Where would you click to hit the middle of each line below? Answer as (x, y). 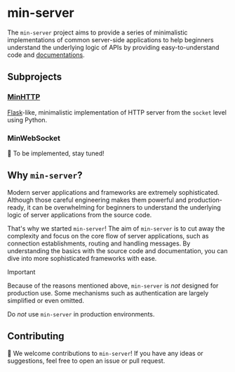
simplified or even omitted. (46, 300)
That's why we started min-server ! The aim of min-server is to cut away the (116, 228)
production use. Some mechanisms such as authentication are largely (108, 293)
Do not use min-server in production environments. (81, 314)
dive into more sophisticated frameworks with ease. (82, 258)
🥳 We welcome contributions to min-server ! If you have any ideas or (105, 353)
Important (21, 271)
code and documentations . (46, 55)
